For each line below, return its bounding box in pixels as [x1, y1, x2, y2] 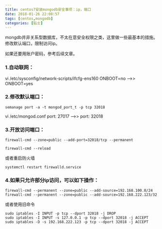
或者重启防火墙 [5, 155, 35, 161]
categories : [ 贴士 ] [5, 20, 43, 26]
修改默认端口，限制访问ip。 [5, 41, 60, 46]
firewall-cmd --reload [5, 146, 51, 151]
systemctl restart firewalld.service [5, 165, 81, 170]
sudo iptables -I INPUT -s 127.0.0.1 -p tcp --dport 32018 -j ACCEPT [5, 215, 149, 220]
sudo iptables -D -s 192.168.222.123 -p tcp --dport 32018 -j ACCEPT [5, 220, 149, 225]
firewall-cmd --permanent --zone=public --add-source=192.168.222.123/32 [5, 192, 158, 198]
